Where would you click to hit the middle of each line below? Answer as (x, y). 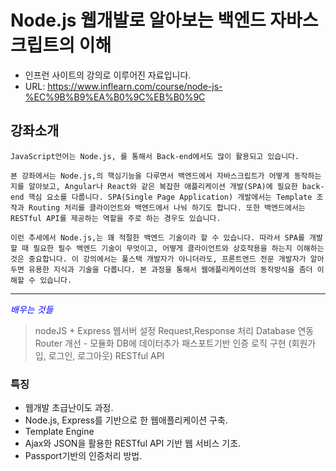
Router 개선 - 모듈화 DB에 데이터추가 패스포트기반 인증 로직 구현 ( (163, 343)
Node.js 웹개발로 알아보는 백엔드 (138, 20)
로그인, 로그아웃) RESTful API (106, 355)
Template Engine (59, 432)
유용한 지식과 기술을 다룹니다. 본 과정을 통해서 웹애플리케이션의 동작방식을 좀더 (170, 269)
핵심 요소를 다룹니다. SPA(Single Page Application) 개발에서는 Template (170, 197)
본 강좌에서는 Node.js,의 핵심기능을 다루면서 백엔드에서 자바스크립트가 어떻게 (150, 176)
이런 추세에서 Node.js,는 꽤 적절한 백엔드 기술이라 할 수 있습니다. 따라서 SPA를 (157, 237)
